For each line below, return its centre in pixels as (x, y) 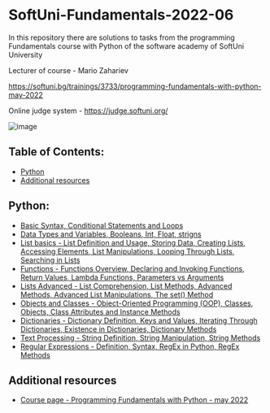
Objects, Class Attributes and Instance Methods (100, 311)
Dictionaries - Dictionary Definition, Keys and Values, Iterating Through (139, 320)
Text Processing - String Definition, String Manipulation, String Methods (140, 337)
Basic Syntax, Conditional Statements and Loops (102, 225)
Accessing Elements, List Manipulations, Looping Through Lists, (127, 251)
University (26, 54)
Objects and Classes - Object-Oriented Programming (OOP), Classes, (137, 303)
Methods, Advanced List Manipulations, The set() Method (117, 294)
